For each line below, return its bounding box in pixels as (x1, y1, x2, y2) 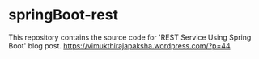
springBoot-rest (8, 6, 119, 24)
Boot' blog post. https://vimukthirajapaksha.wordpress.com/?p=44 (8, 40, 231, 50)
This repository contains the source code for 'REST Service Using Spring (8, 32, 252, 42)
